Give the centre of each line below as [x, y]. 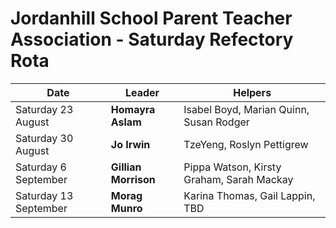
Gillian [126, 167]
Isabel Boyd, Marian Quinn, [246, 109]
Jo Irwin [130, 144]
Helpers [252, 92]
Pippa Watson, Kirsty [232, 167]
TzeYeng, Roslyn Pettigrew [246, 144]
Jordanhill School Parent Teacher [151, 18]
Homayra [133, 109]
